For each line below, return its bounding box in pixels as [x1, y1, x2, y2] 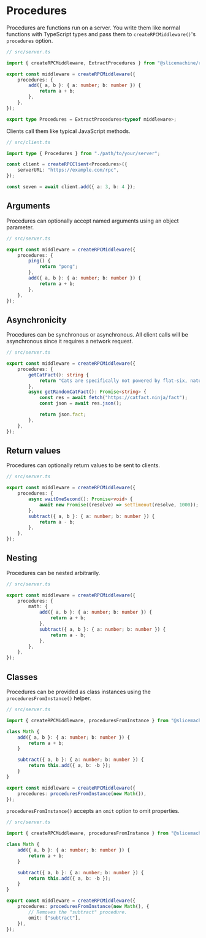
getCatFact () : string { [28, 372, 89, 378]
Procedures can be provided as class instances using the [6, 688, 151, 695]
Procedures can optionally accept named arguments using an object [6, 217, 179, 224]
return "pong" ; [39, 264, 78, 270]
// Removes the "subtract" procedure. [28, 909, 128, 915]
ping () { [28, 258, 51, 264]
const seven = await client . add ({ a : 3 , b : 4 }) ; [6, 184, 136, 190]
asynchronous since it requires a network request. [6, 338, 134, 345]
